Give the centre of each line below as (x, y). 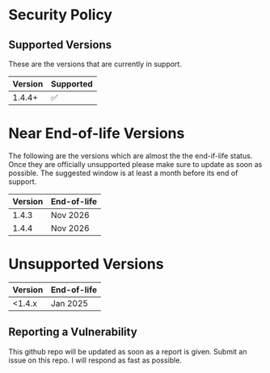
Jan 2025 (70, 303)
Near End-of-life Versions (97, 134)
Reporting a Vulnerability (73, 332)
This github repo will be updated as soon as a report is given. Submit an (128, 351)
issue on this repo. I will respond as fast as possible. (95, 360)
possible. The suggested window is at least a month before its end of (123, 173)
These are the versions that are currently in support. (95, 64)
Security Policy (61, 15)
